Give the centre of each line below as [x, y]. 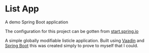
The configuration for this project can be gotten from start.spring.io [72, 31]
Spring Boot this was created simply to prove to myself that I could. [72, 45]
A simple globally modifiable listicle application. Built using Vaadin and [75, 40]
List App [22, 9]
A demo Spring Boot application [37, 22]
